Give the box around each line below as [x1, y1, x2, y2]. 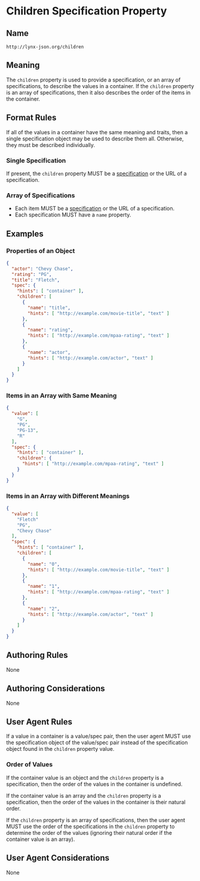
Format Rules [6, 113, 57, 123]
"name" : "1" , [27, 584, 60, 590]
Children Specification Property [6, 4, 167, 18]
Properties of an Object [6, 246, 75, 255]
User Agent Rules [6, 717, 73, 727]
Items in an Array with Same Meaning [6, 392, 117, 400]
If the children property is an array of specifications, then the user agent [6, 816, 186, 823]
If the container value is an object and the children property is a [6, 774, 164, 781]
